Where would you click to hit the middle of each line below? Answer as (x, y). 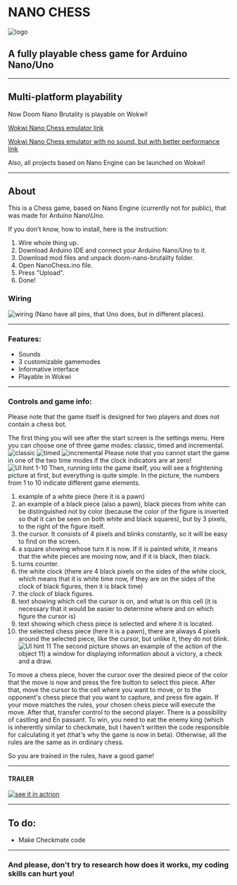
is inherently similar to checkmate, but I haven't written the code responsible (118, 727)
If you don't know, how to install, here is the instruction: (88, 229)
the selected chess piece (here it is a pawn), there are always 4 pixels (119, 631)
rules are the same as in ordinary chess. (66, 742)
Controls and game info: (50, 401)
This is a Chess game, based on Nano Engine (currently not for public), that (117, 208)
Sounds (29, 354)
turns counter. (38, 564)
